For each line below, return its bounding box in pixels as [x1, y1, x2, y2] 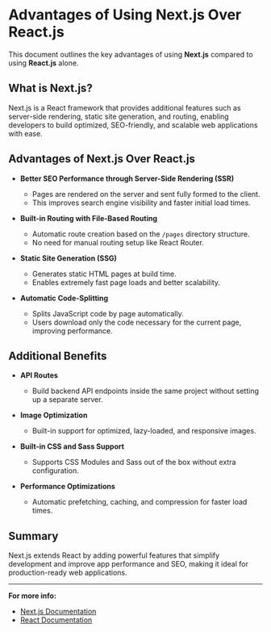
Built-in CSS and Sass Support [19, 442, 125, 451]
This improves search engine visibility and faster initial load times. [31, 198, 252, 207]
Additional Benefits [8, 349, 107, 362]
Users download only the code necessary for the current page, [31, 317, 242, 327]
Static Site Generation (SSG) [19, 253, 117, 263]
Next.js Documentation [19, 607, 97, 617]
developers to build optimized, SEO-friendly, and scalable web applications [8, 119, 258, 130]
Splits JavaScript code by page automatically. [31, 308, 184, 318]
